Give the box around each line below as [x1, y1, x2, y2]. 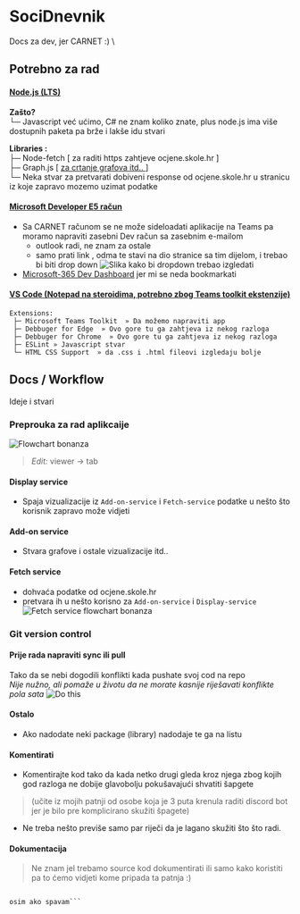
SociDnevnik [9, 6, 105, 27]
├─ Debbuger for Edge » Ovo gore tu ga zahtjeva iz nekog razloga [12, 324, 270, 333]
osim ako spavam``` [9, 898, 82, 907]
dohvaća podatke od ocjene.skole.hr [21, 586, 157, 597]
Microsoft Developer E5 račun [9, 201, 122, 212]
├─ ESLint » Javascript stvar [12, 340, 126, 349]
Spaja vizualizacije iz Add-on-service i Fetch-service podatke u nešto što [21, 496, 290, 507]
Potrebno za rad [9, 62, 100, 77]
